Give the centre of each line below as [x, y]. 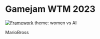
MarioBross [17, 32]
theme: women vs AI [55, 23]
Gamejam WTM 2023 [50, 9]
